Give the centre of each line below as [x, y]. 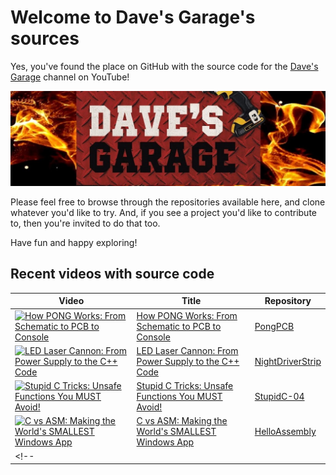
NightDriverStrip [288, 361]
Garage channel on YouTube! [70, 77]
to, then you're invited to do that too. [85, 223]
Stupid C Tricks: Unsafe [185, 386]
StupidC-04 [279, 397]
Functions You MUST [179, 397]
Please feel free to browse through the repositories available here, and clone [168, 202]
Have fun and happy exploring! [74, 243]
